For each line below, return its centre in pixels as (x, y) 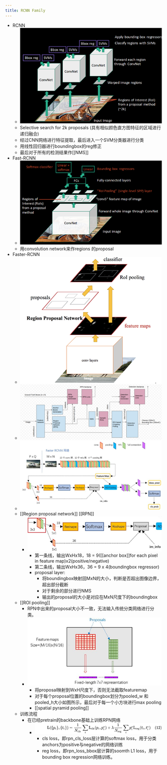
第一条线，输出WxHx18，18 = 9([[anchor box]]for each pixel (96, 555)
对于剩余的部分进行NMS (67, 591)
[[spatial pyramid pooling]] (62, 708)
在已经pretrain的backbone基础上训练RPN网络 (74, 720)
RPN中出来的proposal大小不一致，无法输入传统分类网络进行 (88, 608)
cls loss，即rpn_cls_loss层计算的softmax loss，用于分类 (99, 739)
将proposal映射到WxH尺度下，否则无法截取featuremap (91, 690)
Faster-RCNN (26, 254)
